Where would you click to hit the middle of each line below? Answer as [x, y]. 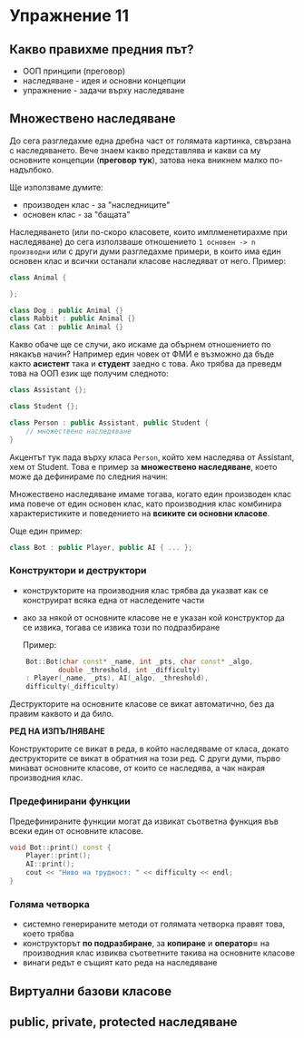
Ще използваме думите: [56, 187]
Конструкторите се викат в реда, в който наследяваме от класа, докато [149, 749]
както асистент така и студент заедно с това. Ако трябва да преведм [146, 364]
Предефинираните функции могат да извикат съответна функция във [144, 821]
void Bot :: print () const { [60, 847]
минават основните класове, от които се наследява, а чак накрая [137, 769]
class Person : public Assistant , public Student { [109, 423]
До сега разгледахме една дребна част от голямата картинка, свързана [151, 141]
